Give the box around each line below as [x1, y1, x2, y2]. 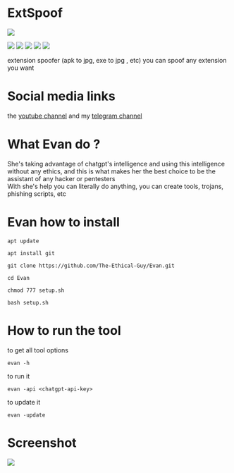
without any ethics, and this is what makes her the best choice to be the [7, 167, 216, 176]
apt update [7, 238, 39, 245]
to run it [7, 371, 30, 380]
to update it [7, 398, 41, 406]
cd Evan [7, 274, 30, 281]
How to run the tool [7, 322, 121, 338]
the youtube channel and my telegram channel [7, 111, 142, 120]
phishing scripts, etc [7, 189, 67, 198]
